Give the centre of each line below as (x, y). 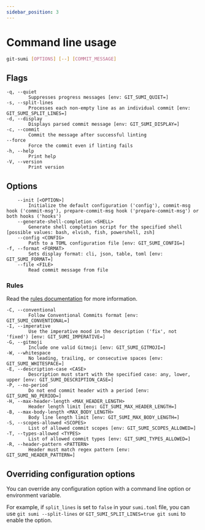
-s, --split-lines (30, 103)
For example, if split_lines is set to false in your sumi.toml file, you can (98, 507)
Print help (42, 157)
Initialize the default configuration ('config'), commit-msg (110, 206)
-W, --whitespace (29, 353)
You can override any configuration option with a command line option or (99, 489)
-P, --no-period (27, 385)
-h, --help (20, 151)
